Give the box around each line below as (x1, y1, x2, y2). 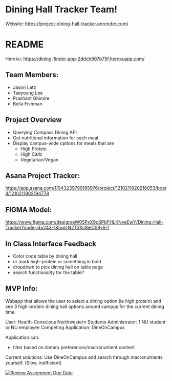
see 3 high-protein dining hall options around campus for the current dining (5, 303, 164, 310)
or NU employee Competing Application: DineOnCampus (5, 324, 125, 330)
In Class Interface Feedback (5, 239, 96, 248)
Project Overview (5, 116, 62, 124)
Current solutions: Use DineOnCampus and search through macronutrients (5, 354, 163, 360)
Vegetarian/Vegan (20, 156, 59, 162)
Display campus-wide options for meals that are (12, 140, 114, 146)
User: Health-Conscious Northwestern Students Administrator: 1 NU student (5, 319, 166, 325)
